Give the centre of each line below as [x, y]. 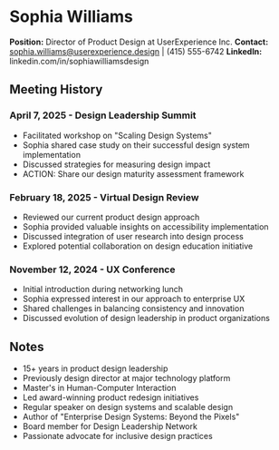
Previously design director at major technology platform [126, 378]
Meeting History [56, 89]
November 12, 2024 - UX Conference [92, 269]
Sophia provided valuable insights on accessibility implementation [145, 226]
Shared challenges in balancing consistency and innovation [133, 308]
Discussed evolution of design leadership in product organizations [146, 318]
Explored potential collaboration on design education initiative [138, 246]
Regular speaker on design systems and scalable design [128, 407]
